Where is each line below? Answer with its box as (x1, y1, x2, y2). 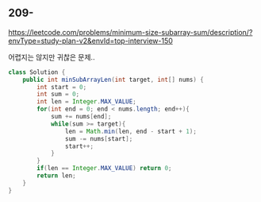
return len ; (36, 172, 77, 180)
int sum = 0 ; (36, 91, 80, 99)
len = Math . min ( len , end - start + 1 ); (64, 127, 197, 135)
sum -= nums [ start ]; (64, 134, 133, 142)
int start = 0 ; (36, 83, 87, 91)
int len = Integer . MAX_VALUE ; (36, 98, 136, 106)
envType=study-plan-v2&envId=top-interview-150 (8, 36, 173, 45)
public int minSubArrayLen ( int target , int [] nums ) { (22, 76, 204, 84)
